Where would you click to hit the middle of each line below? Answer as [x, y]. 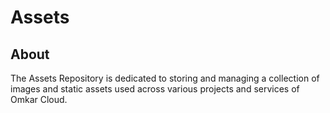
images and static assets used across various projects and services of [155, 89]
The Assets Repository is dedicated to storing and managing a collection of [165, 78]
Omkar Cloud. [39, 99]
